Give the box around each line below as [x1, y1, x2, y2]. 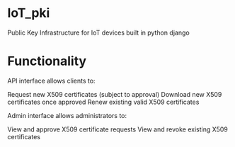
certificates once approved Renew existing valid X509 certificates [7, 98, 200, 106]
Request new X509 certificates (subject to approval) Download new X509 [7, 90, 222, 98]
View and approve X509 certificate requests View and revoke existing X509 [7, 125, 229, 134]
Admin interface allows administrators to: [7, 111, 127, 119]
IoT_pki [7, 5, 50, 21]
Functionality [7, 53, 87, 69]
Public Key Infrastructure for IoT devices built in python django [7, 28, 190, 37]
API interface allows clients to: [7, 76, 96, 85]
